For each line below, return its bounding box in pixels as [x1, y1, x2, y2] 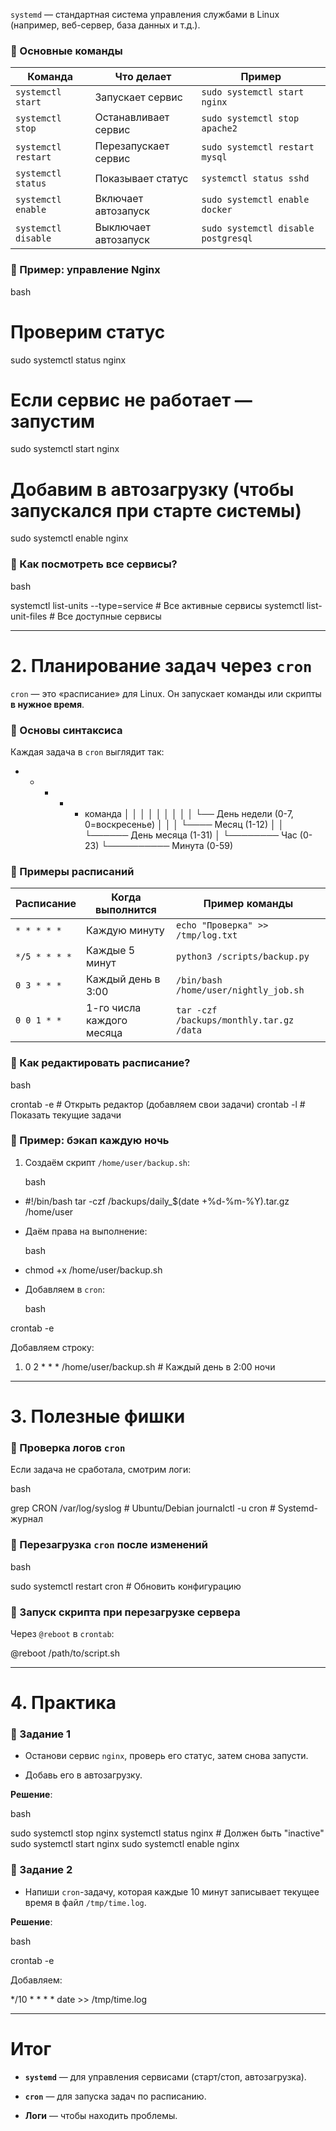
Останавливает [94, 110, 170, 124]
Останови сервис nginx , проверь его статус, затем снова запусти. [24, 1750, 309, 1762]
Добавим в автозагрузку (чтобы [10, 478, 295, 501]
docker [201, 204, 233, 216]
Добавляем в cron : [24, 1283, 105, 1295]
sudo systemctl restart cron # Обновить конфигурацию [10, 1580, 242, 1592]
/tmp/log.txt [176, 930, 238, 941]
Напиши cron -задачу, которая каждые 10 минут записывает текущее [24, 1885, 320, 1898]
